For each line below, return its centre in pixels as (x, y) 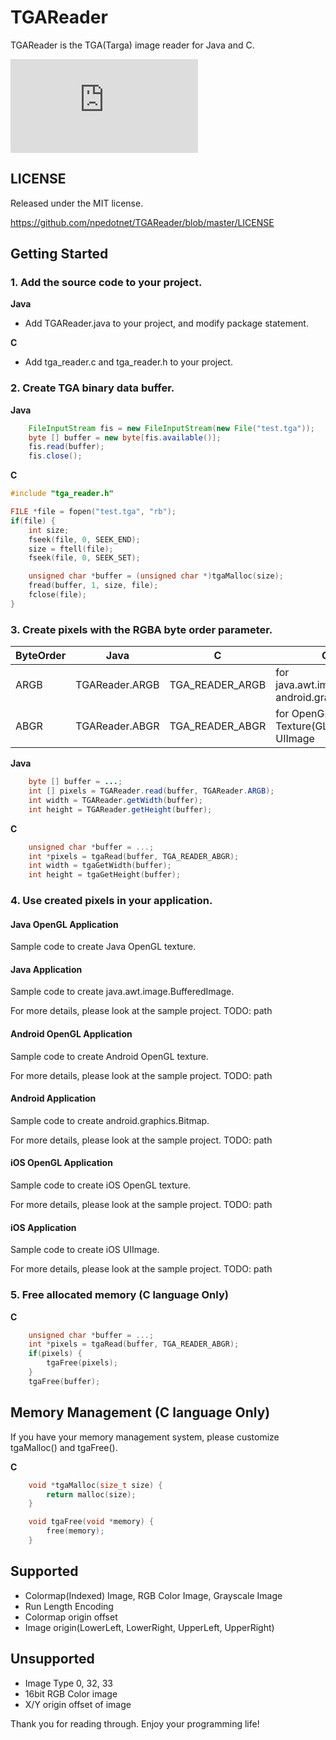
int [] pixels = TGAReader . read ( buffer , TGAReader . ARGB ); (151, 791)
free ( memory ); (75, 1531)
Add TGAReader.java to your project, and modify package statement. (166, 323)
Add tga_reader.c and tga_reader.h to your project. (128, 362)
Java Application (46, 969)
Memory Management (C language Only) (140, 1412)
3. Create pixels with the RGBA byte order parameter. (141, 629)
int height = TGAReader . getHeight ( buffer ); (120, 809)
